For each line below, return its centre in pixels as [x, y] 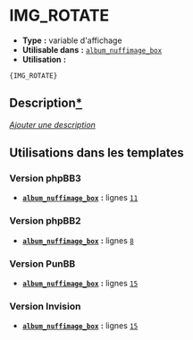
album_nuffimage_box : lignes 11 [80, 198]
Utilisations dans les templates [97, 153]
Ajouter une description [53, 124]
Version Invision [45, 306]
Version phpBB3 [46, 178]
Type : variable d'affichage [72, 40]
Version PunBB [42, 263]
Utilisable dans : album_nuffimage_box [92, 49]
